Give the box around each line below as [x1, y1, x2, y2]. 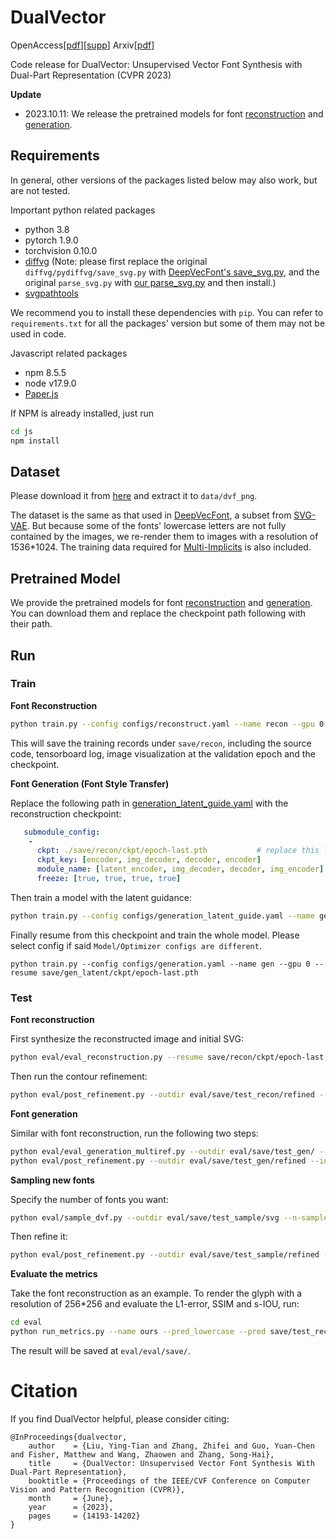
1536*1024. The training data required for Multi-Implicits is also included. [10, 541, 312, 553]
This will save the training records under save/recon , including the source [10, 737, 312, 749]
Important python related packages [10, 204, 156, 216]
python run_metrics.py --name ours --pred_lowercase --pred [10, 1327, 267, 1337]
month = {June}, [28, 1494, 114, 1504]
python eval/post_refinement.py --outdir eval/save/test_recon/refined [10, 1089, 315, 1100]
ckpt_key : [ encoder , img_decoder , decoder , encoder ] [36, 855, 262, 865]
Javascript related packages [10, 347, 128, 359]
